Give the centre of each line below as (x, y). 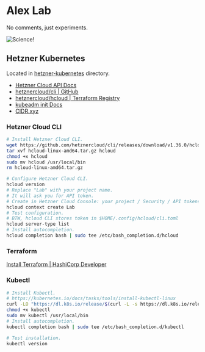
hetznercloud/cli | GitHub (47, 92)
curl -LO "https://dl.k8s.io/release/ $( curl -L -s (72, 304)
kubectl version (27, 343)
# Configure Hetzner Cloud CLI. (47, 179)
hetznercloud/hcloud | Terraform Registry (67, 98)
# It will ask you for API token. (50, 196)
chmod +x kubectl (28, 310)
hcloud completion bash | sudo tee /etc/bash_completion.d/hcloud (92, 235)
